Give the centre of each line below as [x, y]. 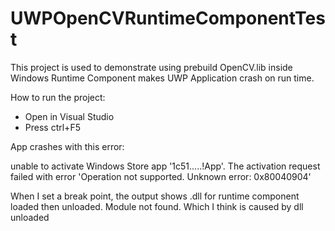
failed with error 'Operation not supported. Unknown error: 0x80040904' [161, 176]
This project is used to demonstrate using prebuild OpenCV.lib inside [151, 67]
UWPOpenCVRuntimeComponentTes [168, 18]
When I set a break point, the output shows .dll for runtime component [155, 196]
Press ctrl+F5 [52, 127]
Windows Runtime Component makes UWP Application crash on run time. [162, 78]
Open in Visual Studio [69, 116]
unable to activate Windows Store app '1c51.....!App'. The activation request [165, 166]
